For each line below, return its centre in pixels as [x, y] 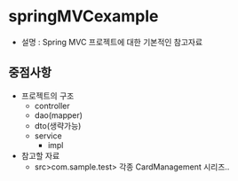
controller [52, 106]
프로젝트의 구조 [48, 96]
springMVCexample [83, 16]
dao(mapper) [59, 115]
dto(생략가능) [58, 125]
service [48, 136]
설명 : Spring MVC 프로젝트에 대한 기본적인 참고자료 [112, 42]
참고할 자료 [40, 155]
